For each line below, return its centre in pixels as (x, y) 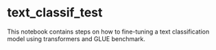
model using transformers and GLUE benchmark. (76, 38)
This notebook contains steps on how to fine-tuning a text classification (108, 32)
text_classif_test (55, 13)
